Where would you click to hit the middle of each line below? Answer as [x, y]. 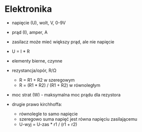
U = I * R [21, 51]
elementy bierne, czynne [37, 61]
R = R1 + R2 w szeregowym [47, 80]
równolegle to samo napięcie [48, 114]
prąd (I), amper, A [30, 32]
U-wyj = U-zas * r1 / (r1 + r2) [48, 124]
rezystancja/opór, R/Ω [34, 70]
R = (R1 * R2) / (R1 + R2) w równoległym [60, 85]
